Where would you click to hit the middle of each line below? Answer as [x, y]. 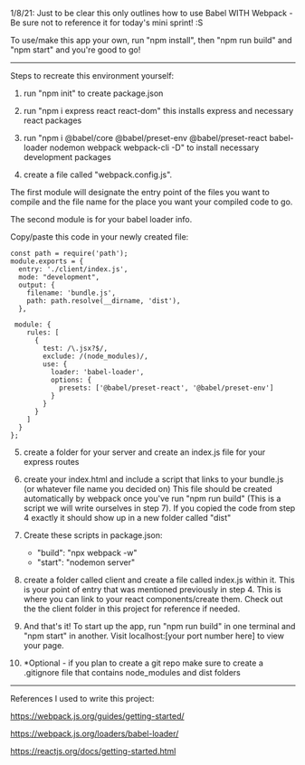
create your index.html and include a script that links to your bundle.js [153, 479]
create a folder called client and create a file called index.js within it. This [159, 580]
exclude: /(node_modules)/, [95, 356]
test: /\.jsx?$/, [75, 348]
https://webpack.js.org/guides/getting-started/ [97, 716]
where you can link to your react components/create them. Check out [153, 599]
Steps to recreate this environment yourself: [92, 76]
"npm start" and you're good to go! [76, 50]
